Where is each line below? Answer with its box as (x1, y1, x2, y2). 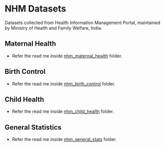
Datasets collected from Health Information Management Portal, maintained (4, 20, 160, 26)
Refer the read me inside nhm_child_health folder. (11, 108, 114, 114)
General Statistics (4, 123, 62, 131)
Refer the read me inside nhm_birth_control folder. (11, 81, 115, 87)
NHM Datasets (4, 3, 66, 15)
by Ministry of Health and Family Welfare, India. (4, 25, 102, 31)
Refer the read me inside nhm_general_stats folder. (11, 136, 117, 142)
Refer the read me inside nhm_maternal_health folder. (11, 53, 122, 59)
